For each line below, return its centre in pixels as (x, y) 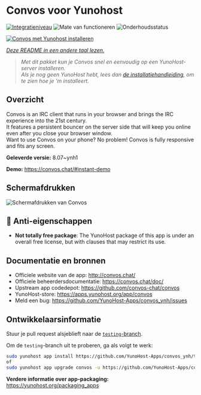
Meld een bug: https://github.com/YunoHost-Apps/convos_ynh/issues (101, 300)
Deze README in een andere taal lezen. (55, 50)
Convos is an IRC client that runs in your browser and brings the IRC (90, 114)
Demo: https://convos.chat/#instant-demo (58, 169)
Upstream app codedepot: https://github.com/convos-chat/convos (97, 288)
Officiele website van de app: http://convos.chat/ (75, 275)
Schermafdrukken (41, 188)
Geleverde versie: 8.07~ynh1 (42, 157)
